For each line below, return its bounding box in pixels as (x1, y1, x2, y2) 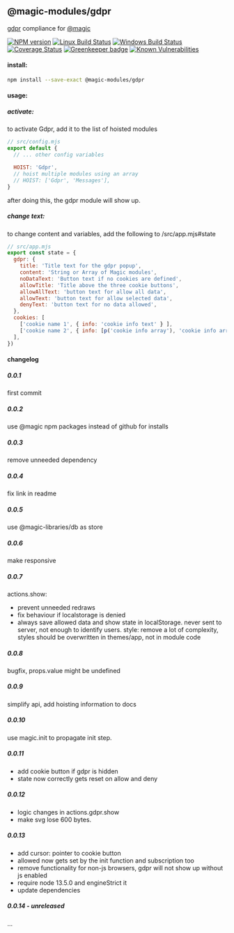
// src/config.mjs (7, 139, 61, 146)
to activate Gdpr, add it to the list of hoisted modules (7, 125, 158, 133)
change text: (7, 212, 45, 220)
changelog (7, 355, 40, 364)
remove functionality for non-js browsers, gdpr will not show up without (17, 863, 224, 872)
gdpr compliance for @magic (7, 24, 91, 32)
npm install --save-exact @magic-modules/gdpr (7, 77, 145, 84)
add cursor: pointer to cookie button (17, 849, 122, 857)
